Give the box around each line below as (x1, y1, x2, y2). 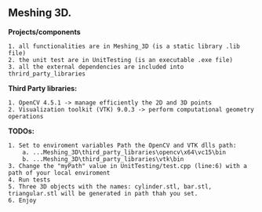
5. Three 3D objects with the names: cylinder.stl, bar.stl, (8, 182, 213, 191)
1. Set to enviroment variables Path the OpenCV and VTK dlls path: (8, 141, 237, 149)
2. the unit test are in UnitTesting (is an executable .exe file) (8, 56, 234, 64)
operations (8, 112, 44, 120)
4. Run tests (8, 176, 51, 184)
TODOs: (8, 126, 35, 136)
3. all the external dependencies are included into (8, 63, 184, 71)
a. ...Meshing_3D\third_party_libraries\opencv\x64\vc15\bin (22, 148, 226, 156)
